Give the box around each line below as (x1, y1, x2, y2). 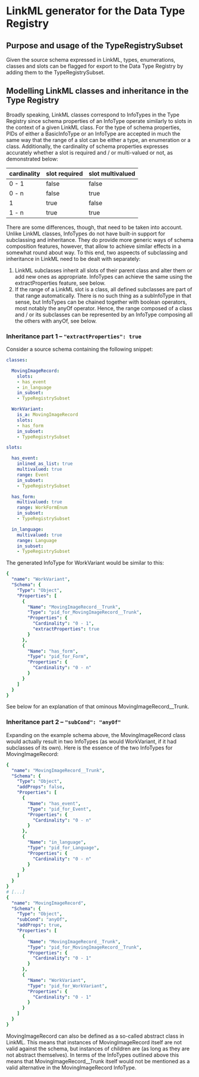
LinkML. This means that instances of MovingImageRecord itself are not (6, 1038, 182, 1045)
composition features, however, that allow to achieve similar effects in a (6, 243, 181, 250)
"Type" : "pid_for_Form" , (27, 654, 89, 660)
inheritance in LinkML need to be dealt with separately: (6, 255, 141, 262)
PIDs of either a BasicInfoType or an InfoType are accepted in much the (6, 130, 181, 137)
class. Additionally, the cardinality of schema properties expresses (6, 143, 169, 150)
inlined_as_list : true (17, 461, 73, 467)
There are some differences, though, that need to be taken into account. (6, 223, 183, 231)
